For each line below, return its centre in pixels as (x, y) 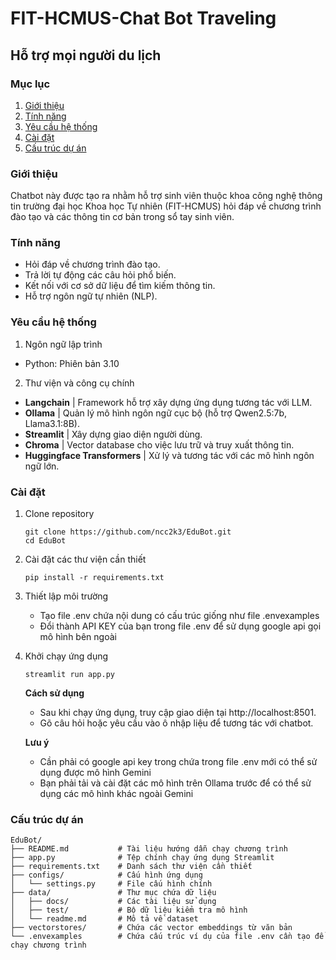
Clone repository (59, 514)
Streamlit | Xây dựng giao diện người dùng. (113, 434)
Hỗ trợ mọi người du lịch (86, 55)
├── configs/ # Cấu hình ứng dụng (106, 875)
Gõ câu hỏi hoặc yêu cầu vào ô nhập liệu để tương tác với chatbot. (176, 723)
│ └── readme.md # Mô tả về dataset (104, 919)
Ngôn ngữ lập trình (63, 344)
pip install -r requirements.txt (94, 578)
